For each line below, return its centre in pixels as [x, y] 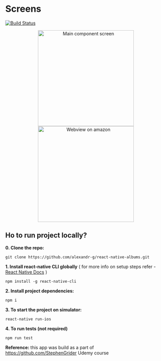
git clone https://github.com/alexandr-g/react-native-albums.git [77, 257]
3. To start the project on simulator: [43, 309]
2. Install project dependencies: [40, 291]
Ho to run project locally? [46, 235]
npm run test [19, 338]
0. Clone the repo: [25, 247]
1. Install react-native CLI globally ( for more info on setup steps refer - [80, 266]
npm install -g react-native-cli [41, 281]
